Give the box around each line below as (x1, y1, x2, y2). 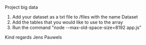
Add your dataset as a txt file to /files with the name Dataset (12, 14, 138, 19)
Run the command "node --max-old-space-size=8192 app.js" (12, 24, 142, 30)
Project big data (5, 4, 38, 10)
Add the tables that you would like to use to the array (12, 19, 123, 25)
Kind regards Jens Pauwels (5, 34, 62, 40)
